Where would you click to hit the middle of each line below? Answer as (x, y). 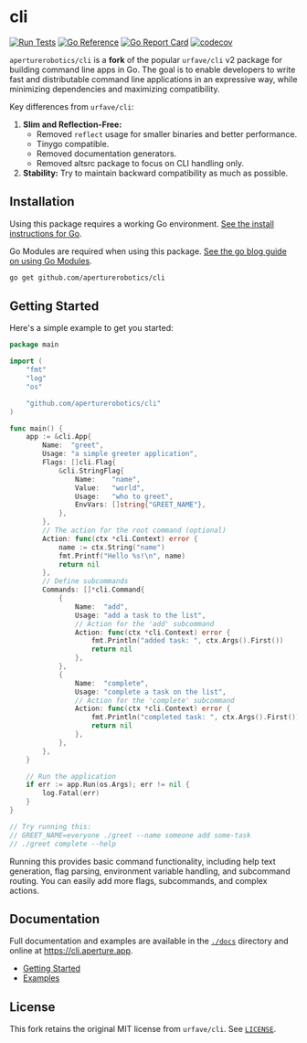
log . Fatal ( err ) (71, 793)
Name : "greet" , (73, 445)
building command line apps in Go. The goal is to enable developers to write (153, 69)
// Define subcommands (85, 581)
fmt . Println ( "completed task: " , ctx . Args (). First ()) (196, 718)
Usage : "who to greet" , (124, 496)
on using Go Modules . (51, 261)
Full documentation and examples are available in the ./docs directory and (149, 941)
